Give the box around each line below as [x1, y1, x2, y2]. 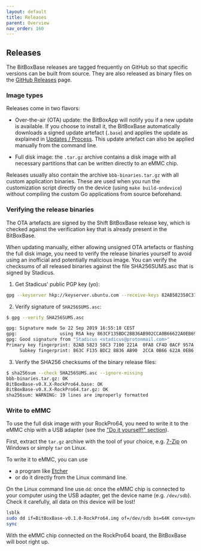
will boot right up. [6, 538, 50, 546]
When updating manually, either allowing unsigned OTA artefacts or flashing [6, 243, 194, 250]
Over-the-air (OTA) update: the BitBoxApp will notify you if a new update [14, 116, 194, 123]
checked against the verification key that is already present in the [6, 225, 167, 232]
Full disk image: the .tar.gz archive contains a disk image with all [14, 153, 176, 161]
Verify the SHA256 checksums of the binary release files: [14, 358, 157, 365]
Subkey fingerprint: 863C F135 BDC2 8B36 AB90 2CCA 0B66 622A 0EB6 [19, 347, 194, 353]
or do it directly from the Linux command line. [14, 474, 127, 481]
